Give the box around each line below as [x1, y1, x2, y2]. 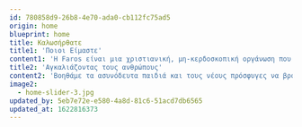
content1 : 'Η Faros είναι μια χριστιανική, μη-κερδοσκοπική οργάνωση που [9, 55, 292, 63]
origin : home [9, 21, 58, 30]
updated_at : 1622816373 [9, 105, 99, 114]
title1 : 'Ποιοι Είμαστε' [9, 47, 102, 55]
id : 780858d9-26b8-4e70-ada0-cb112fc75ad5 [9, 13, 171, 22]
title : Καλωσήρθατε [9, 38, 83, 47]
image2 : [9, 80, 39, 89]
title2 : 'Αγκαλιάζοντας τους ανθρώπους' [9, 63, 164, 72]
